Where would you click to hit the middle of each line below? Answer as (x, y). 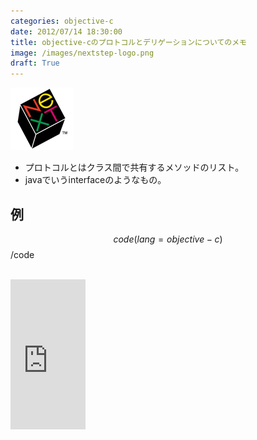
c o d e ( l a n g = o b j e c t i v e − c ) (168, 239)
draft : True (35, 63)
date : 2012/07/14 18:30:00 (66, 31)
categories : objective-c (62, 21)
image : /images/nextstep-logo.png (82, 53)
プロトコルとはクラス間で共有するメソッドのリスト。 (134, 167)
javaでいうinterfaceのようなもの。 (95, 180)
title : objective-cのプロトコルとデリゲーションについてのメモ (128, 42)
